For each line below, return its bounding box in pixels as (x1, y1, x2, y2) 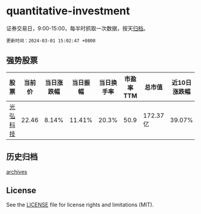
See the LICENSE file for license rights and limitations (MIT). (6, 201, 154, 209)
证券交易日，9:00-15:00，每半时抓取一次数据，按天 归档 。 (6, 25, 149, 32)
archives (6, 168, 28, 175)
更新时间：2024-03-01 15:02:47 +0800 (6, 38, 96, 44)
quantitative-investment (6, 4, 130, 18)
